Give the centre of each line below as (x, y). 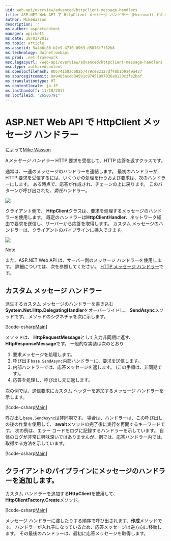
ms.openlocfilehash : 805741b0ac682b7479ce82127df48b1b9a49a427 (74, 72)
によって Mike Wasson (28, 150)
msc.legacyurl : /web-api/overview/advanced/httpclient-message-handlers (84, 62)
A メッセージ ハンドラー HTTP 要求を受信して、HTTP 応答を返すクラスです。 (85, 160)
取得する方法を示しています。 (36, 443)
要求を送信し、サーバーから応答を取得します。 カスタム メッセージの (87, 224)
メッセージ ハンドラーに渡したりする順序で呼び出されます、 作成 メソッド (81, 521)
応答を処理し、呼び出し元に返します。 (53, 380)
